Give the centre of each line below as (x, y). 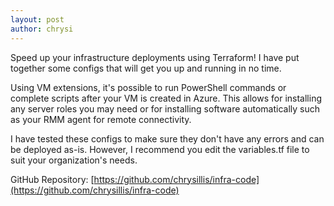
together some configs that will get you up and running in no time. (146, 68)
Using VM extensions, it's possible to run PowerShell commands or (148, 87)
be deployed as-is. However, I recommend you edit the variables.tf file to (160, 149)
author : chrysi (42, 29)
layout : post (37, 19)
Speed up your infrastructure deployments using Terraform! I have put (155, 57)
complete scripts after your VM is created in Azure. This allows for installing (166, 98)
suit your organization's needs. (74, 160)
